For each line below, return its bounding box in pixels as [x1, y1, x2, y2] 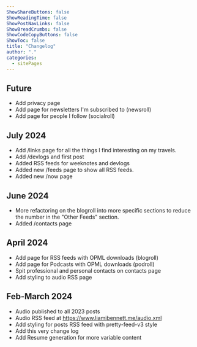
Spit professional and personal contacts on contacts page [15, 267, 161, 274]
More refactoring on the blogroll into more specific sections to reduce [15, 206, 191, 214]
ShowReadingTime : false [6, 15, 67, 21]
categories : [6, 55, 37, 61]
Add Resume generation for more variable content [15, 333, 142, 341]
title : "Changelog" [6, 44, 56, 50]
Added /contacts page [15, 219, 72, 227]
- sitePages [12, 60, 43, 66]
